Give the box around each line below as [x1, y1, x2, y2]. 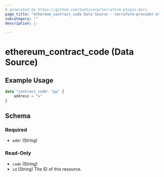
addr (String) [12, 137, 38, 143]
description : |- [5, 21, 38, 26]
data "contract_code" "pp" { [5, 89, 64, 94]
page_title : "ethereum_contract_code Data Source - [5, 12, 112, 17]
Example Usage [5, 76, 54, 85]
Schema [5, 112, 31, 120]
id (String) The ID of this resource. [12, 166, 82, 172]
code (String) [12, 161, 38, 167]
